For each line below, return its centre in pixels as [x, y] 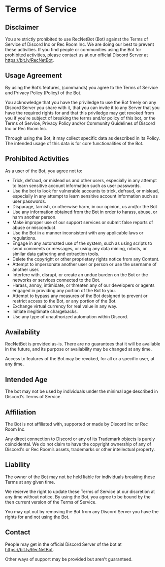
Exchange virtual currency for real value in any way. [65, 306]
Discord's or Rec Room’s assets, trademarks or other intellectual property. [80, 450]
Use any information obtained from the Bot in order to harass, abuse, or [85, 212]
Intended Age [26, 379]
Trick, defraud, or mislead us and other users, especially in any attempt [84, 180]
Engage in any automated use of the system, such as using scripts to [82, 243]
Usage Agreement [34, 76]
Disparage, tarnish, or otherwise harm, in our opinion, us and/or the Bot [85, 206]
